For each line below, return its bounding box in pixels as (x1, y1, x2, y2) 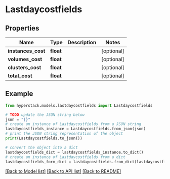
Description (67, 39, 97, 46)
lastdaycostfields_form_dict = (5, 159, 71, 164)
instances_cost (8, 47, 46, 54)
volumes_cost (8, 56, 42, 63)
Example (5, 89, 33, 98)
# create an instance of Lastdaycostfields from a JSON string (5, 122, 142, 127)
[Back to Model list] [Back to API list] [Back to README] (5, 168, 121, 174)
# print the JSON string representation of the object (5, 131, 123, 136)
